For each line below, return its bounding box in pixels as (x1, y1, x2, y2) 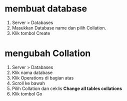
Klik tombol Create (11, 30, 50, 36)
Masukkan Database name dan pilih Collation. (11, 24, 106, 30)
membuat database (4, 3, 87, 14)
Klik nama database (11, 69, 53, 75)
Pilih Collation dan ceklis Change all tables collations (11, 85, 122, 91)
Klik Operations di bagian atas (11, 74, 74, 80)
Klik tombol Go (11, 90, 42, 96)
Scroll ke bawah (11, 80, 45, 86)
